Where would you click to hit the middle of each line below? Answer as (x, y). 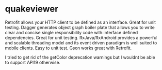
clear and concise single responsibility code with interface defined (72, 32)
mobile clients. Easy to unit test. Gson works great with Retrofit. (68, 48)
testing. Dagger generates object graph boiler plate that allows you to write (80, 27)
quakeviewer (32, 9)
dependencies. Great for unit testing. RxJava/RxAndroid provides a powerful (81, 38)
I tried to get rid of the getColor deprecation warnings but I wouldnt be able (80, 57)
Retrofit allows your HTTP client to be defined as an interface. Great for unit (81, 22)
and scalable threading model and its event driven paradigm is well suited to (81, 42)
